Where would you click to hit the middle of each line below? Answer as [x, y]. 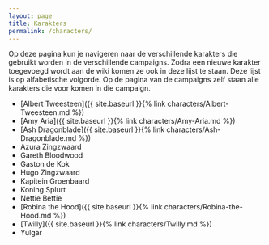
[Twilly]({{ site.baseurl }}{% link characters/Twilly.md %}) [116, 224]
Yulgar [31, 233]
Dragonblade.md [48, 138]
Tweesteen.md [45, 112]
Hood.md [36, 216]
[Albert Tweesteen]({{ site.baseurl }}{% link [93, 104]
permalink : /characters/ [50, 31]
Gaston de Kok [45, 164]
